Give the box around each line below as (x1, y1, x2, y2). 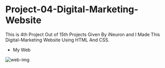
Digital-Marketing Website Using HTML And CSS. (5, 37, 109, 43)
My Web (12, 47, 31, 53)
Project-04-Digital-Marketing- (5, 4, 139, 15)
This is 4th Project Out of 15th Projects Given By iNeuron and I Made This (5, 31, 160, 37)
